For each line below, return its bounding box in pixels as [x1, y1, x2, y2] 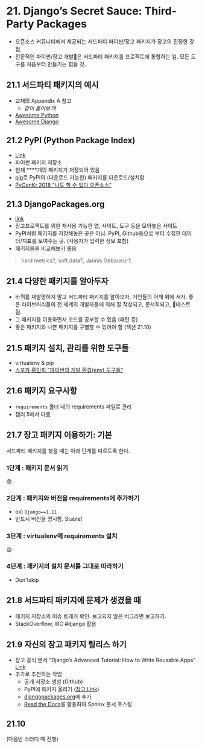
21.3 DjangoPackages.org [6, 199, 105, 209]
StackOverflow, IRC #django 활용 [14, 620, 96, 627]
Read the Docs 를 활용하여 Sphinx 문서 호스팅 [24, 701, 133, 708]
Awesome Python [14, 111, 59, 118]
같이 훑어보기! [24, 105, 57, 112]
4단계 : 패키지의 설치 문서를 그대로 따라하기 [6, 562, 124, 570]
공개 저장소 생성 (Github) [24, 678, 83, 685]
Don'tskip [14, 576, 39, 584]
